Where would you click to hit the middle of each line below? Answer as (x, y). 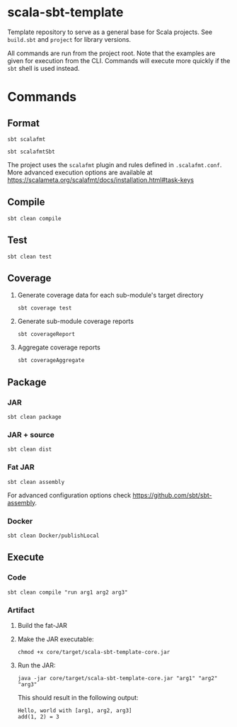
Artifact (21, 610)
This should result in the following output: (78, 697)
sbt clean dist (30, 450)
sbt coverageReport (46, 334)
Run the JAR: (36, 665)
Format (24, 123)
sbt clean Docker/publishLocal (53, 536)
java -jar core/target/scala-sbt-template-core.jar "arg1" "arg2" (117, 678)
